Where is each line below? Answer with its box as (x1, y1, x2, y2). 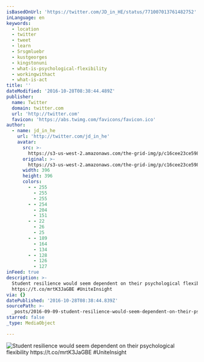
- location (12, 26, 39, 32)
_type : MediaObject (6, 320, 56, 326)
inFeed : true (6, 269, 39, 276)
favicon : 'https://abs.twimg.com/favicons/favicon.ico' (12, 116, 156, 122)
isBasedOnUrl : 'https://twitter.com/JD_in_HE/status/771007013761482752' (6, 9, 197, 15)
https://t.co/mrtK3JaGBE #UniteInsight (12, 286, 113, 292)
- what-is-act (12, 77, 47, 83)
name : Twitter (12, 99, 47, 105)
